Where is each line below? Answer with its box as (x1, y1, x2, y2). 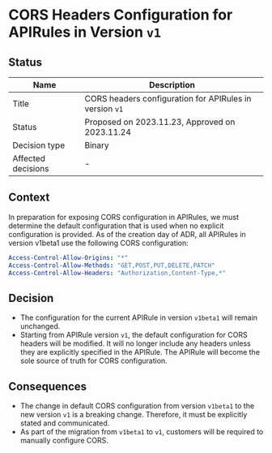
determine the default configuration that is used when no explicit (8, 221, 224, 231)
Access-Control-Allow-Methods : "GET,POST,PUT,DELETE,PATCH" (8, 261, 216, 270)
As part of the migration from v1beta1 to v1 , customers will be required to (19, 427, 264, 437)
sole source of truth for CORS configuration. (19, 356, 168, 366)
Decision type (12, 140, 66, 151)
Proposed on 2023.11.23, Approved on (84, 116, 236, 127)
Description (149, 80, 196, 90)
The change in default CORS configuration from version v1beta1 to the (19, 401, 255, 411)
